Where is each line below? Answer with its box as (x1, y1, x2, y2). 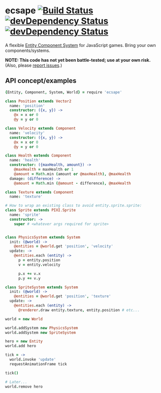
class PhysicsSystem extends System (5, 235, 80, 239)
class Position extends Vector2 (5, 99, 71, 104)
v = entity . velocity (18, 262, 61, 267)
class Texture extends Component (5, 190, 74, 195)
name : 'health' (9, 158, 41, 163)
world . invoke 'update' (9, 357, 56, 362)
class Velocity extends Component (5, 126, 76, 131)
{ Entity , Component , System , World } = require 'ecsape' (5, 89, 122, 95)
